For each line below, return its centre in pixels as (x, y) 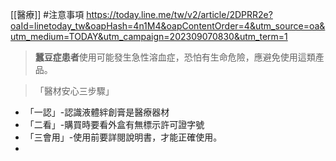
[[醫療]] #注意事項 (47, 14)
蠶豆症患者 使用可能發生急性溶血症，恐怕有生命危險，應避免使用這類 (175, 57)
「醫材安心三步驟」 (74, 91)
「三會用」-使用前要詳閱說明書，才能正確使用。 (123, 137)
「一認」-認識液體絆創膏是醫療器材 (97, 112)
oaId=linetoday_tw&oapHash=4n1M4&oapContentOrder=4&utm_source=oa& (168, 26)
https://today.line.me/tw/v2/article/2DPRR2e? (179, 14)
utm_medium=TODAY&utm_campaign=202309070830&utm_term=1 (149, 36)
